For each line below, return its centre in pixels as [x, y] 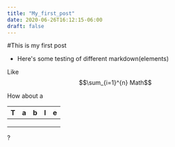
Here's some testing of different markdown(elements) [93, 59]
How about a [25, 96]
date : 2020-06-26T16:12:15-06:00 [55, 20]
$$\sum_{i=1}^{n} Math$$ [115, 83]
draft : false [26, 26]
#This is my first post [37, 46]
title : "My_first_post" [41, 13]
